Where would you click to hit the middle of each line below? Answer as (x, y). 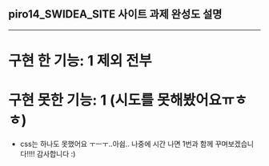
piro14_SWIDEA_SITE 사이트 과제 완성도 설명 (115, 14)
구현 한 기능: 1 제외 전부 (80, 61)
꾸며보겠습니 (235, 144)
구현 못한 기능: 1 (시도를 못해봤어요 (115, 100)
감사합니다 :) (56, 153)
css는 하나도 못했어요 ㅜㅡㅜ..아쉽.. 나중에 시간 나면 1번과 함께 (116, 144)
